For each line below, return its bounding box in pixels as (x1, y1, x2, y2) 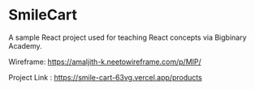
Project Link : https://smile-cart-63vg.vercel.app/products (8, 72, 203, 82)
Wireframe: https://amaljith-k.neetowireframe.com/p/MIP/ (8, 57, 201, 66)
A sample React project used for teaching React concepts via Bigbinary (8, 32, 247, 42)
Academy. (8, 41, 42, 50)
